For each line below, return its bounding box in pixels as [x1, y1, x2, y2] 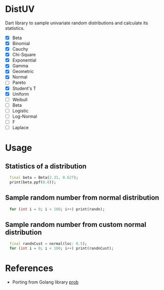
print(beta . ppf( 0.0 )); [9, 180, 56, 185]
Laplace [12, 124, 29, 130]
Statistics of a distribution [5, 162, 87, 170]
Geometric [12, 69, 34, 74]
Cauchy [12, 46, 29, 52]
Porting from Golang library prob [12, 279, 79, 285]
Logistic [12, 108, 29, 114]
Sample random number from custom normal [5, 220, 147, 229]
